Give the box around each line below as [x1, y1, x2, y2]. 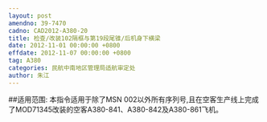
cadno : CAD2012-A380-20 [8, 26, 88, 35]
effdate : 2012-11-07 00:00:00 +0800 [8, 49, 131, 57]
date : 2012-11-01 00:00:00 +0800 [8, 42, 121, 50]
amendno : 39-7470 [8, 19, 67, 27]
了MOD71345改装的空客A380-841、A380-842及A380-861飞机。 [8, 104, 224, 114]
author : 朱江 [8, 71, 50, 79]
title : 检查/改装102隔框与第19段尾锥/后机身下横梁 [8, 34, 161, 43]
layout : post [8, 11, 52, 20]
